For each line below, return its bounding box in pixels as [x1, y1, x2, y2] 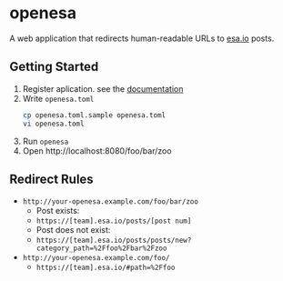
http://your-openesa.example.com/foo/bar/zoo [22, 197, 198, 206]
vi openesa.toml [22, 119, 85, 128]
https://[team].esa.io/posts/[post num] [35, 216, 192, 226]
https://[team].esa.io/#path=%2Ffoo [35, 263, 176, 273]
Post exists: [35, 206, 80, 216]
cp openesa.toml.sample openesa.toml [22, 110, 167, 120]
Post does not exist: [35, 225, 111, 236]
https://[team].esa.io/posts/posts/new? [35, 236, 192, 246]
